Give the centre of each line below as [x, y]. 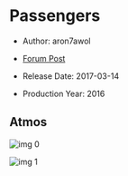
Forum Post [44, 58]
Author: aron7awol [56, 41]
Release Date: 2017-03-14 [71, 76]
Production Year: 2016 [64, 93]
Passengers [55, 16]
